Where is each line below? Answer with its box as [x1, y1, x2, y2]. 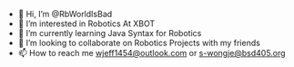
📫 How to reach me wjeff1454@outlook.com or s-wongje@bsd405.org [17, 48, 286, 58]
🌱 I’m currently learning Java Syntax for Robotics [17, 28, 202, 38]
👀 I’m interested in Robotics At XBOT [17, 18, 156, 29]
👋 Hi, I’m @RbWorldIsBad [17, 9, 113, 19]
